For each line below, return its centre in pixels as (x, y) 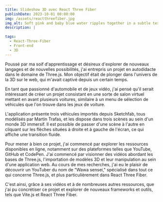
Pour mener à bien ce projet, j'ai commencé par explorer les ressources (77, 144)
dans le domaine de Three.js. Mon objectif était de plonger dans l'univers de (81, 74)
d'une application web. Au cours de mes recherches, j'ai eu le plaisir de (76, 164)
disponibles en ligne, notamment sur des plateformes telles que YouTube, (78, 149)
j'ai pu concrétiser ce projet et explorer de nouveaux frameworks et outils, (79, 189)
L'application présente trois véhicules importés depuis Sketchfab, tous (75, 114)
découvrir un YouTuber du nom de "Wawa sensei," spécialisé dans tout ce (79, 169)
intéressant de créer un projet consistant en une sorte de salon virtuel (75, 94)
